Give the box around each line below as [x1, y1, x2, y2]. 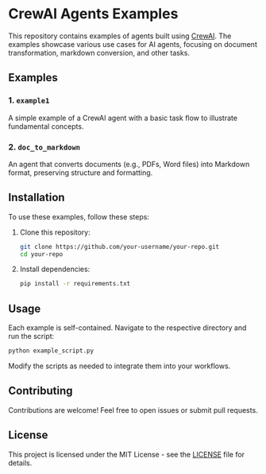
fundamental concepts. [8, 121, 84, 131]
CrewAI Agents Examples [8, 5, 179, 23]
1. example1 [8, 95, 50, 106]
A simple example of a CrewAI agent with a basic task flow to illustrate [8, 113, 238, 122]
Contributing [8, 384, 73, 398]
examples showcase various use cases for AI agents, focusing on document [8, 39, 258, 49]
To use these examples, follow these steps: [8, 212, 149, 221]
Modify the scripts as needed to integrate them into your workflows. [8, 361, 231, 371]
